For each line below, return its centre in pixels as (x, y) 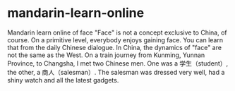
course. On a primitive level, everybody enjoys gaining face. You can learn (115, 40)
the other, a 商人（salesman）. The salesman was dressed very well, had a (116, 72)
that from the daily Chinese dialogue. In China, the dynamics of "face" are (115, 47)
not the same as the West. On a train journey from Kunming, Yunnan (106, 55)
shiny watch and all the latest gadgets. (63, 80)
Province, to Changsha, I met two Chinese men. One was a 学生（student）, (118, 63)
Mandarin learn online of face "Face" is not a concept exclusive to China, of (117, 32)
